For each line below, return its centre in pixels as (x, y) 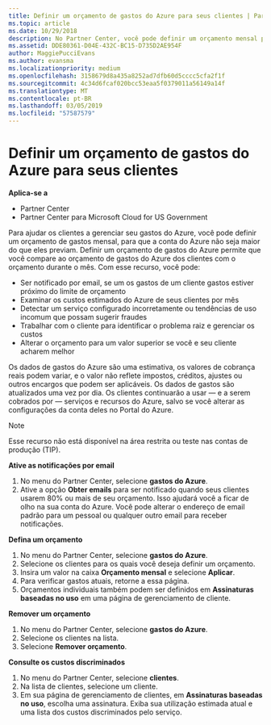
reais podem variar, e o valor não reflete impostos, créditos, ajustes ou (125, 375)
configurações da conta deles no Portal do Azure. (91, 409)
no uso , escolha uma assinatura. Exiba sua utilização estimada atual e (136, 703)
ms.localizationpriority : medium (65, 69)
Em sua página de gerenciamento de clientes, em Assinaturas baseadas (141, 694)
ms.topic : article (39, 23)
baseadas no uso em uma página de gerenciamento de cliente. (125, 597)
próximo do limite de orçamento (73, 291)
